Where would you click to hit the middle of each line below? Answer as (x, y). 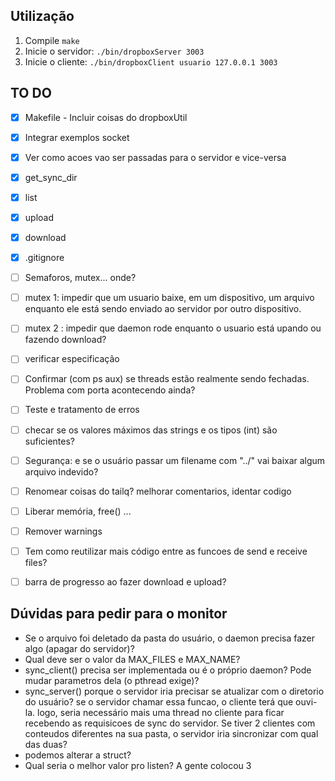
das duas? (46, 744)
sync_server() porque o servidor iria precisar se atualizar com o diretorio (174, 691)
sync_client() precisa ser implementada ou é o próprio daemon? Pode (168, 670)
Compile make (52, 40)
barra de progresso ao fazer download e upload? (125, 581)
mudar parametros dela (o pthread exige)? (112, 680)
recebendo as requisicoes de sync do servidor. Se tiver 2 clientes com (170, 723)
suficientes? (50, 441)
